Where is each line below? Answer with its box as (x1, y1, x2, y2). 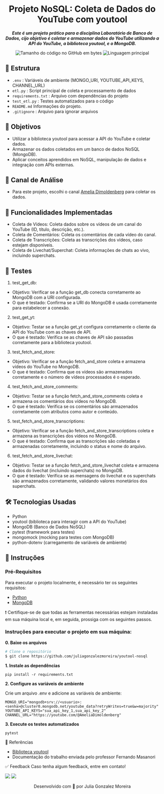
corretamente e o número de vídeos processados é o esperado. (12, 374, 141, 380)
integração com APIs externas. (12, 162, 74, 168)
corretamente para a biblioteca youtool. (12, 340, 92, 345)
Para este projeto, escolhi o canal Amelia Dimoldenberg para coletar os (12, 189, 156, 195)
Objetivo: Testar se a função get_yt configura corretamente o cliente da (12, 324, 156, 329)
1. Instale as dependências (5, 663, 60, 669)
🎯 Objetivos (5, 123, 41, 131)
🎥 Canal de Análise (5, 175, 64, 184)
